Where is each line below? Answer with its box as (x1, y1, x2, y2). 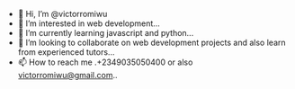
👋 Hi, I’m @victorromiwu (17, 9, 108, 19)
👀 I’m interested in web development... (17, 18, 160, 29)
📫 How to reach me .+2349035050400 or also (17, 57, 193, 67)
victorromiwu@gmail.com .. (17, 70, 118, 80)
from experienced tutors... (17, 47, 115, 58)
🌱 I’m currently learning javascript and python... (17, 28, 194, 38)
